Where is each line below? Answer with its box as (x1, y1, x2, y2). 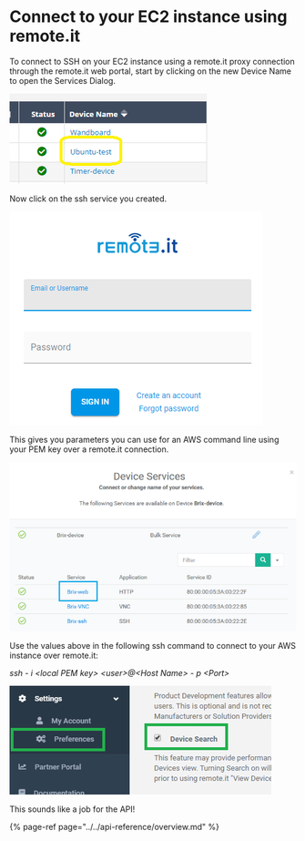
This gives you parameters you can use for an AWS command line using (9, 434, 280, 445)
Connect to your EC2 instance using (9, 6, 288, 27)
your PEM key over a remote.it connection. (9, 444, 169, 455)
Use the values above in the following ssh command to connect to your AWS (9, 640, 297, 651)
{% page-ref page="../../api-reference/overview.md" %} (9, 821, 220, 832)
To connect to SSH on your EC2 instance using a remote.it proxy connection (9, 56, 296, 67)
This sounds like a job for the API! (9, 804, 136, 815)
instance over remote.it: (9, 650, 98, 661)
